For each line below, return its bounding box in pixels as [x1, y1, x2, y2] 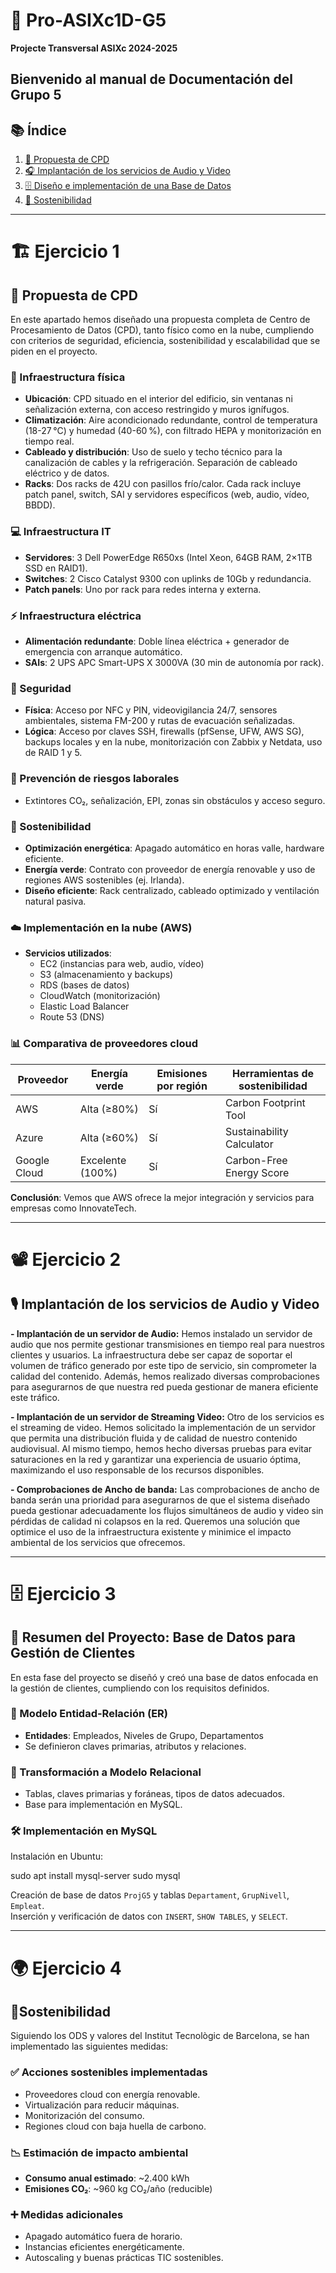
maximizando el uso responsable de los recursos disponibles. [10, 1464, 265, 1476]
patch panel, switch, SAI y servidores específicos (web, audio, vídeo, [24, 489, 310, 501]
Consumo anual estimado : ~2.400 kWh [24, 2172, 190, 2184]
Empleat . [10, 1900, 45, 1912]
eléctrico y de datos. [24, 467, 110, 479]
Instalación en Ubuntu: [10, 1850, 103, 1863]
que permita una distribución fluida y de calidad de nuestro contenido [10, 1432, 298, 1444]
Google [15, 1153, 50, 1167]
